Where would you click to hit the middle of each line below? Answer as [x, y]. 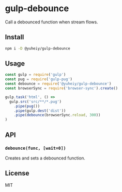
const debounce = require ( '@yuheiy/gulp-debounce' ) [58, 84]
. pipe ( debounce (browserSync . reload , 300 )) [57, 115]
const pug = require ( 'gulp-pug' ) [39, 79]
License [17, 173]
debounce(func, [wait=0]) [36, 148]
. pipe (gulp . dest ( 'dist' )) [40, 111]
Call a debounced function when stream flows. [52, 22]
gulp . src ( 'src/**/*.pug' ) [36, 102]
